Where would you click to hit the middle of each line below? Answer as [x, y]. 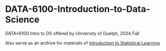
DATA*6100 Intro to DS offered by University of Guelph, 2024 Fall [72, 33]
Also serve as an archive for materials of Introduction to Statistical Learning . [83, 43]
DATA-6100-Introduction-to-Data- [78, 9]
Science [22, 20]
